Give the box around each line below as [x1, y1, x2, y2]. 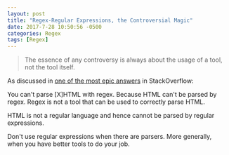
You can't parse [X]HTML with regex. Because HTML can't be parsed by [7, 90, 217, 99]
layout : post [7, 10, 46, 18]
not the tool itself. [24, 63, 75, 72]
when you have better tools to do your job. [7, 140, 130, 148]
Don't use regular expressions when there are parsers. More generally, [7, 133, 212, 141]
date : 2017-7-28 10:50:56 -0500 [7, 23, 102, 30]
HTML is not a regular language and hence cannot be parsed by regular [7, 112, 215, 120]
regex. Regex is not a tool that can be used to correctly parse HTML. [7, 97, 206, 106]
